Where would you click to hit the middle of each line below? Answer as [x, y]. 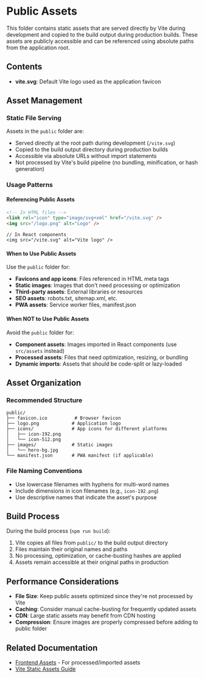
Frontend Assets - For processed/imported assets [78, 663]
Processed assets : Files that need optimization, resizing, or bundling [102, 357]
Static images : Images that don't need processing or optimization [98, 286]
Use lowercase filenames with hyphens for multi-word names [92, 484]
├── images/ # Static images [60, 445]
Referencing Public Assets [40, 199]
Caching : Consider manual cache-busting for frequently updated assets [106, 609]
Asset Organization [44, 383]
